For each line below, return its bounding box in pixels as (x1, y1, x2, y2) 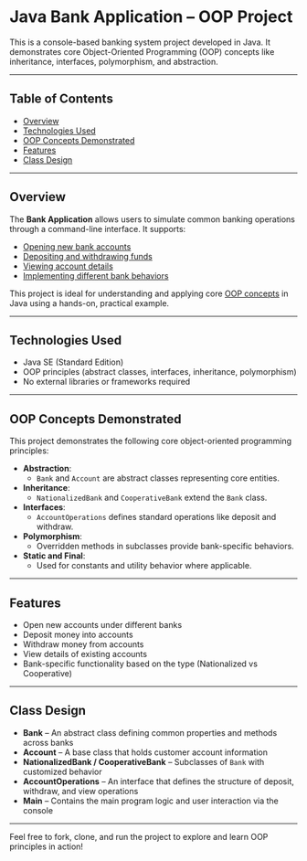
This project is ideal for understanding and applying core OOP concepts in (9, 288, 289, 299)
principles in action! (9, 841, 84, 852)
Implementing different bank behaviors (22, 270, 169, 281)
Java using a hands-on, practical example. (9, 297, 170, 308)
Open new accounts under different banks (22, 620, 183, 630)
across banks (22, 737, 74, 748)
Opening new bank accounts (22, 240, 132, 252)
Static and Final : (22, 550, 86, 561)
